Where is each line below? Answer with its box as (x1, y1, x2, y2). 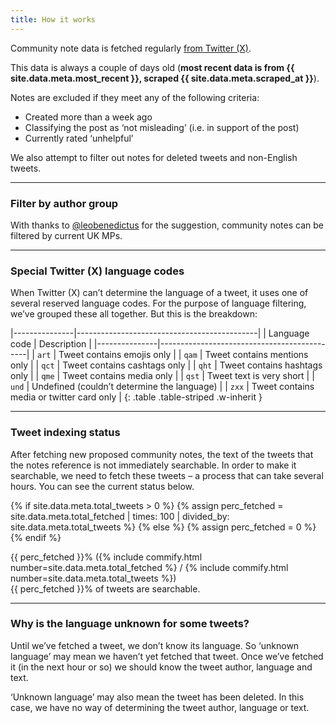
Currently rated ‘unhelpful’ (24, 132, 134, 144)
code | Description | (10, 338, 92, 350)
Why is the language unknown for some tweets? (10, 617, 250, 631)
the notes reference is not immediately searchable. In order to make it (10, 459, 297, 471)
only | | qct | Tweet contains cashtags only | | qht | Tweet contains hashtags (10, 359, 323, 371)
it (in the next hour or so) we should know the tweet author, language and (10, 661, 313, 673)
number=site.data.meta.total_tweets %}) (10, 572, 177, 584)
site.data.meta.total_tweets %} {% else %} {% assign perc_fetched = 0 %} (10, 521, 317, 533)
